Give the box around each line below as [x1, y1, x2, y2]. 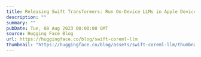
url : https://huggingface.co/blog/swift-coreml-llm [6, 36, 138, 42]
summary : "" [6, 20, 36, 26]
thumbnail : [6, 42, 33, 48]
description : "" [6, 14, 47, 20]
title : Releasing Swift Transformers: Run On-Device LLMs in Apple [6, 8, 178, 15]
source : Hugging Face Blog [6, 31, 74, 37]
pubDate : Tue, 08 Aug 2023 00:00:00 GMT [6, 25, 109, 31]
